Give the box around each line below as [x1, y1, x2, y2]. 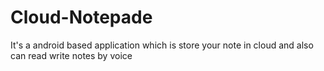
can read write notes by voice [10, 49, 133, 61]
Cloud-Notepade [10, 6, 153, 29]
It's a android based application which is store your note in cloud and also [10, 39, 314, 51]
